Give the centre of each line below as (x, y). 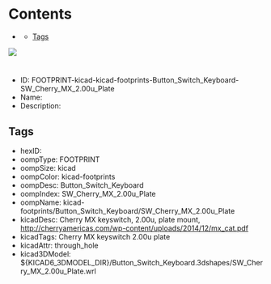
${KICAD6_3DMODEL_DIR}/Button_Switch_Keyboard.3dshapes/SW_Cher (141, 262)
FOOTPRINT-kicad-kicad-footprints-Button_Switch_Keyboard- (135, 80)
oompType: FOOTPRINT (60, 159)
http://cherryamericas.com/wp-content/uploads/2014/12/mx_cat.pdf (134, 228)
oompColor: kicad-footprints (68, 176)
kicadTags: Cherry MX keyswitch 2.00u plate (95, 236)
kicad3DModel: (45, 254)
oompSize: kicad (48, 167)
